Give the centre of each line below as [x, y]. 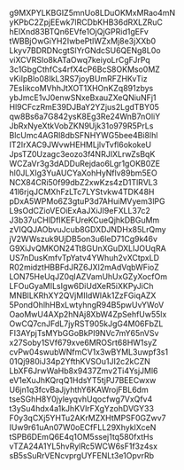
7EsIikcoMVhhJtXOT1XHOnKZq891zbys [81, 88]
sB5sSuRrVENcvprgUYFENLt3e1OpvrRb [82, 455]
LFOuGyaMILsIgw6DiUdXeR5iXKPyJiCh [81, 286]
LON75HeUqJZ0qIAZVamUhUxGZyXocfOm [88, 277]
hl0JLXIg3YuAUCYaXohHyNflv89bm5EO [83, 173]
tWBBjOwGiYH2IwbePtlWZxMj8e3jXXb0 [83, 41]
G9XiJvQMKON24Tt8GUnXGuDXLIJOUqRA [88, 248]
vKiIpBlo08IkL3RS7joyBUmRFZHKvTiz [78, 78]
